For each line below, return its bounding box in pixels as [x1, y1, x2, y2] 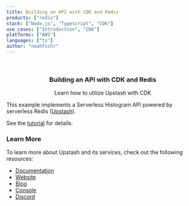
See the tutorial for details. [6, 120, 73, 127]
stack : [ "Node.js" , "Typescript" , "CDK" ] [6, 20, 114, 26]
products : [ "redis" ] [6, 15, 59, 21]
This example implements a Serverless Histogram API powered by [6, 101, 173, 109]
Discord [15, 193, 35, 200]
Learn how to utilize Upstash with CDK [54, 90, 152, 97]
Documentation [15, 167, 54, 175]
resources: [6, 155, 34, 162]
